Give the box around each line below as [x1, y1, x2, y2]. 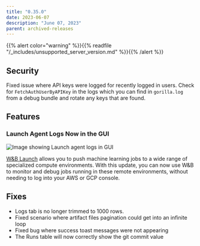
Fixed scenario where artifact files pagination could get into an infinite [14, 214, 187, 221]
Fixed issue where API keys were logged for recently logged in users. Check [6, 82, 195, 89]
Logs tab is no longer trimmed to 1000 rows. [14, 208, 124, 215]
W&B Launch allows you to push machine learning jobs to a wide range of [6, 155, 187, 162]
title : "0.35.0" [6, 8, 47, 15]
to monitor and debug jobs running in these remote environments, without [6, 167, 189, 175]
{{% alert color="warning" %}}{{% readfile [6, 42, 112, 49]
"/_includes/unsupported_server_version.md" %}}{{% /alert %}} [6, 49, 164, 56]
